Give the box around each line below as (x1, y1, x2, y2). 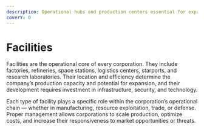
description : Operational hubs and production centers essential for (6, 8, 186, 15)
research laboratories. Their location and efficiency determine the (6, 73, 171, 80)
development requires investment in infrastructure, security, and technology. (6, 86, 198, 94)
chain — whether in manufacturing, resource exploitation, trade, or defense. (6, 104, 196, 112)
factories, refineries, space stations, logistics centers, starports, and (6, 67, 177, 74)
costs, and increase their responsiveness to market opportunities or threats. (6, 117, 196, 125)
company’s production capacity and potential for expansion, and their (6, 80, 180, 87)
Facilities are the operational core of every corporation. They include (6, 60, 178, 68)
